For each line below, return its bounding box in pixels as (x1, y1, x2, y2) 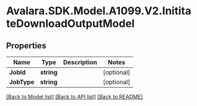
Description (63, 58, 97, 66)
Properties (6, 40, 47, 51)
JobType (9, 78, 35, 86)
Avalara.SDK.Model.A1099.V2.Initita (6, 4, 192, 18)
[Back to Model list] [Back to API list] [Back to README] (6, 93, 143, 100)
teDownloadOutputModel (6, 17, 135, 30)
